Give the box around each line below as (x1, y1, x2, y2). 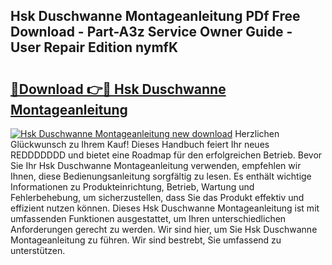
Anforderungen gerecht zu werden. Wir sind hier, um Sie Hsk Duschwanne (10, 224, 318, 235)
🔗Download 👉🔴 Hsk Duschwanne (10, 80, 227, 98)
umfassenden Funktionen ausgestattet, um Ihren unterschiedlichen (10, 213, 287, 224)
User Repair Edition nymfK (10, 39, 179, 56)
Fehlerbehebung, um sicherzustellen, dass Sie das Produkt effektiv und (10, 192, 305, 203)
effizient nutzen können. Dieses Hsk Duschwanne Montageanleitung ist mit (10, 202, 320, 214)
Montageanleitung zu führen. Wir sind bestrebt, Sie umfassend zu (10, 234, 282, 246)
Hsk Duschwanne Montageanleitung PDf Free (10, 8, 301, 25)
